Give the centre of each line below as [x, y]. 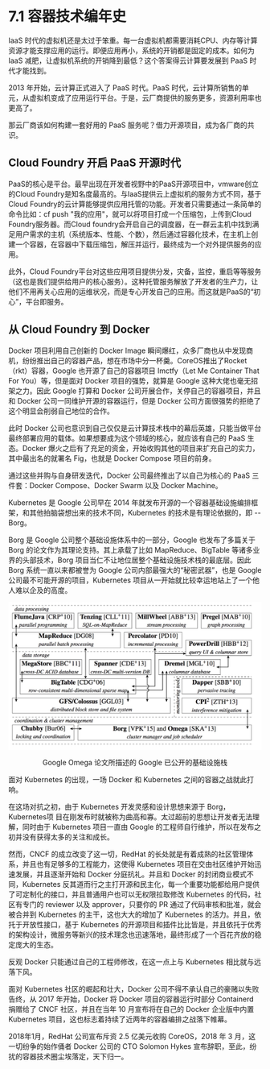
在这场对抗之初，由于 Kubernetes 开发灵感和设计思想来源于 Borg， [119, 807]
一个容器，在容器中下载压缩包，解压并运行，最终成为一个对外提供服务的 [135, 244]
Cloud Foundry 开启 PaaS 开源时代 [95, 163]
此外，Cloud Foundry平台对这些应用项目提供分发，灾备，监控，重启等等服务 [135, 271]
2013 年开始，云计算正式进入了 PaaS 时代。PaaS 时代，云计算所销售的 [125, 87]
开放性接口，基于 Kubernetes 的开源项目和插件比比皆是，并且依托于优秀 [142, 925]
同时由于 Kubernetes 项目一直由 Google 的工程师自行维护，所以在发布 [138, 827]
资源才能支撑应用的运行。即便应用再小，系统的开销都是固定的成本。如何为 [131, 50]
